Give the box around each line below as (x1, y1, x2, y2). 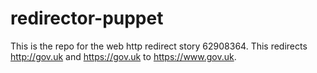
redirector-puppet (10, 7, 164, 30)
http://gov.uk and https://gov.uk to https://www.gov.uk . (10, 50, 237, 62)
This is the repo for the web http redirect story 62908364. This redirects (10, 40, 308, 52)
